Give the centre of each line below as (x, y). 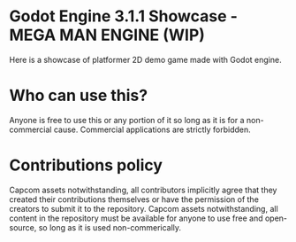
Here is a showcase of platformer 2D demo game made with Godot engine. (145, 59)
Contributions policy (86, 165)
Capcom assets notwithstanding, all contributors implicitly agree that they (143, 190)
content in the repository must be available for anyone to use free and (136, 218)
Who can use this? (79, 96)
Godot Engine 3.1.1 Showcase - (124, 16)
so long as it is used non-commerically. (110, 227)
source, (23, 227)
